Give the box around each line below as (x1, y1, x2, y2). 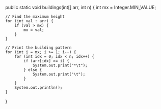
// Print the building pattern (5, 45, 72, 50)
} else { (23, 67, 42, 72)
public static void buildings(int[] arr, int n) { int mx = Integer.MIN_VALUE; (5, 5, 156, 10)
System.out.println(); (14, 85, 63, 90)
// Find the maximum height (5, 14, 65, 19)
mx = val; (23, 27, 44, 32)
